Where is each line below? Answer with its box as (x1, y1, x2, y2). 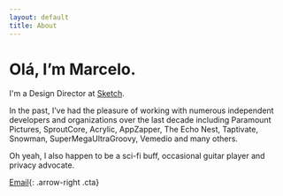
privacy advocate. (9, 160, 75, 170)
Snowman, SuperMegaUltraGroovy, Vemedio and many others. (9, 133, 239, 144)
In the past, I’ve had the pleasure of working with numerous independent (9, 105, 274, 116)
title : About (9, 21, 57, 30)
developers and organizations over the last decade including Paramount (9, 115, 272, 125)
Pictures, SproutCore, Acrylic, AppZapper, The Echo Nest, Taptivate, (9, 124, 259, 135)
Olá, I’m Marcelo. (9, 59, 136, 79)
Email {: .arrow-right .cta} (9, 177, 100, 188)
